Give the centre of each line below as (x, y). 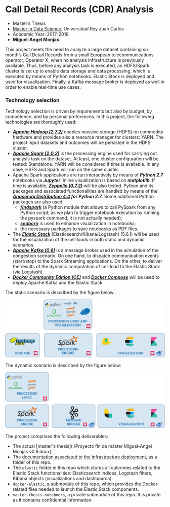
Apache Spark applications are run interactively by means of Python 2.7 (88, 175)
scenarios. (24, 245)
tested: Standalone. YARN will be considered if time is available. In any (86, 164)
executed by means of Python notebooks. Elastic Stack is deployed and (80, 76)
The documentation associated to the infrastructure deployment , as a (85, 457)
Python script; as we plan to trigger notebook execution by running (90, 213)
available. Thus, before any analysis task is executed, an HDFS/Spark (77, 65)
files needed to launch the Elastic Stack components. (84, 489)
